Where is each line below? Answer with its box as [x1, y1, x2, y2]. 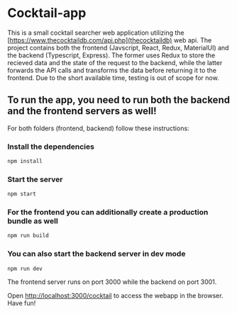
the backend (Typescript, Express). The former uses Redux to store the [7, 51, 216, 59]
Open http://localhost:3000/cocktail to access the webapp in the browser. [7, 292, 224, 300]
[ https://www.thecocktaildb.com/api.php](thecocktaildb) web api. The [7, 35, 212, 44]
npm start [7, 190, 37, 198]
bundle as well [7, 216, 58, 226]
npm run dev [7, 265, 43, 272]
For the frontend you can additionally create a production [7, 207, 209, 217]
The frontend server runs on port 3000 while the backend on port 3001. [7, 278, 217, 286]
